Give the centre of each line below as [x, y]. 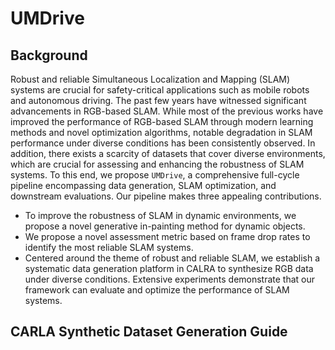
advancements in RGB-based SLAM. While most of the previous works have [167, 111]
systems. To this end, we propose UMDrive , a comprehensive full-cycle [155, 175]
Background [49, 55]
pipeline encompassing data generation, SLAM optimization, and [143, 185]
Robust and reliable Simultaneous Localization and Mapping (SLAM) [150, 79]
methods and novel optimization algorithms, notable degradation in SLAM [161, 132]
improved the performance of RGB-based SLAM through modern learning [162, 121]
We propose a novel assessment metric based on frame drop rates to [167, 236]
